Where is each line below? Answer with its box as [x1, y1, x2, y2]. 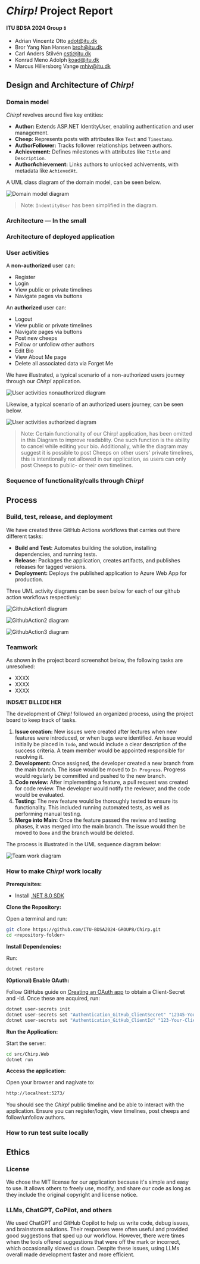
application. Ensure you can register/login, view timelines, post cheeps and [6, 1107, 190, 1115]
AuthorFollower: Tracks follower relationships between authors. [14, 142, 173, 149]
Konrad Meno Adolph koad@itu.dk [14, 57, 99, 64]
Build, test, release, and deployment [6, 513, 113, 521]
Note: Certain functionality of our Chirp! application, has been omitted [20, 430, 192, 437]
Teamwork [6, 643, 38, 651]
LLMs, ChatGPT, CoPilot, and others [6, 1206, 112, 1214]
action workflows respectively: [6, 593, 82, 600]
